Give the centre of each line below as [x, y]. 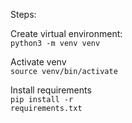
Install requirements [51, 90]
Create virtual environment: [66, 33]
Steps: [23, 14]
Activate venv [38, 62]
